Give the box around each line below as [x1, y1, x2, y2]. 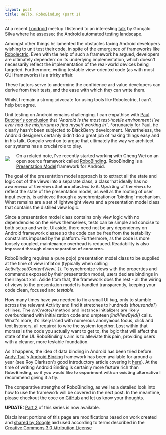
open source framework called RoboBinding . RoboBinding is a [16, 158, 143, 164]
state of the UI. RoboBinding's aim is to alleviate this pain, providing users [5, 333, 155, 339]
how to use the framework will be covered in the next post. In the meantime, [5, 389, 161, 395]
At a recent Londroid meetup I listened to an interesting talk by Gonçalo [5, 25, 151, 31]
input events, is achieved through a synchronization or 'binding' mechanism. [5, 194, 161, 200]
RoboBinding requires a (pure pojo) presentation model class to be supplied [5, 255, 160, 261]
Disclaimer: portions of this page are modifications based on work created [5, 414, 157, 420]
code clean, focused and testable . [5, 287, 75, 293]
